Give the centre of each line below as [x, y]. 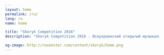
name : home [16, 23]
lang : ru [14, 18]
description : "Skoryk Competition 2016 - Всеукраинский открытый [73, 37]
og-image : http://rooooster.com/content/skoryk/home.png [64, 45]
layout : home [18, 9]
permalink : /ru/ [21, 14]
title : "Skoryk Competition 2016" [40, 32]
